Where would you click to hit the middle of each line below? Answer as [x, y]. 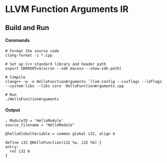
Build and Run [27, 28]
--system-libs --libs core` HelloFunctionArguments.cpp [64, 86]
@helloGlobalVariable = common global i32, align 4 [60, 133]
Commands [17, 40]
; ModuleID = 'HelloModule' [34, 120]
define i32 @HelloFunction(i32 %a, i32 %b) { [53, 142]
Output [13, 110]
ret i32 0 [20, 151]
